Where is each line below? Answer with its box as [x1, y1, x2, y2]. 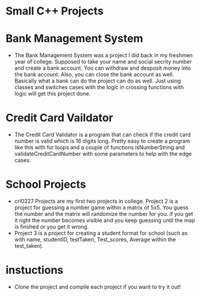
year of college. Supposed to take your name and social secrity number [14, 58, 192, 66]
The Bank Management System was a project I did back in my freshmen [14, 52, 193, 59]
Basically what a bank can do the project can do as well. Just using [14, 77, 181, 85]
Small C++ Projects [5, 4, 104, 18]
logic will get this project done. [14, 90, 91, 97]
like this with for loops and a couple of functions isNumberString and [14, 144, 185, 151]
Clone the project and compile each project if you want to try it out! [14, 283, 181, 290]
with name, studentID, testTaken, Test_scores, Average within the [14, 236, 176, 243]
